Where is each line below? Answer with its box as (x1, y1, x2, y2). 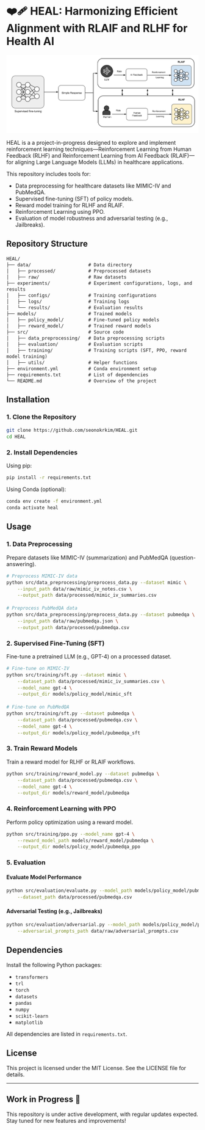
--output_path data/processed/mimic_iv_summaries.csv (17, 592, 157, 599)
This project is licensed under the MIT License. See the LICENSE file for (6, 1064, 187, 1071)
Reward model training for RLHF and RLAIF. (15, 202, 124, 209)
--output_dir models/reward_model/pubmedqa (17, 790, 130, 796)
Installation (6, 395, 50, 405)
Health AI (6, 34, 55, 48)
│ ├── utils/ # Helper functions (6, 359, 138, 366)
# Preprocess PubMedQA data (6, 605, 78, 611)
